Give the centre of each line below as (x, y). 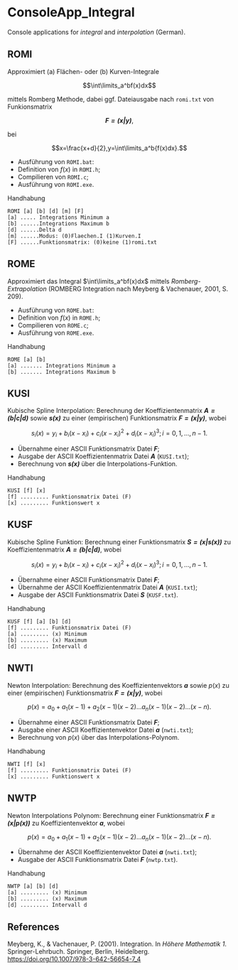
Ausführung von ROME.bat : (56, 310)
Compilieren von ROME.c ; (53, 325)
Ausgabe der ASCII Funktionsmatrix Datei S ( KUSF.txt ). (98, 595)
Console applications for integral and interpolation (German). (97, 32)
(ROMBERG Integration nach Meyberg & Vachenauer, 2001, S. (139, 289)
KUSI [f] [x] (27, 490)
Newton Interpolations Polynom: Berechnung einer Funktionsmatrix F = (111, 815)
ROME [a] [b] (27, 360)
